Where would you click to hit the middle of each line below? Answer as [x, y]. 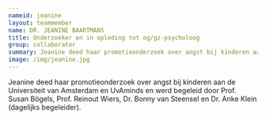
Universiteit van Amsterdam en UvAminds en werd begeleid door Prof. [122, 90]
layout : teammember [40, 23]
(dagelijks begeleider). [45, 107]
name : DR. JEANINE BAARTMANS [56, 30]
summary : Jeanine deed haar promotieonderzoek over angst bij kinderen [129, 52]
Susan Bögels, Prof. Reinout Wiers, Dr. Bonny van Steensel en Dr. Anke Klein [133, 99]
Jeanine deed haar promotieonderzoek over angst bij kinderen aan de [122, 82]
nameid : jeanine [35, 15]
